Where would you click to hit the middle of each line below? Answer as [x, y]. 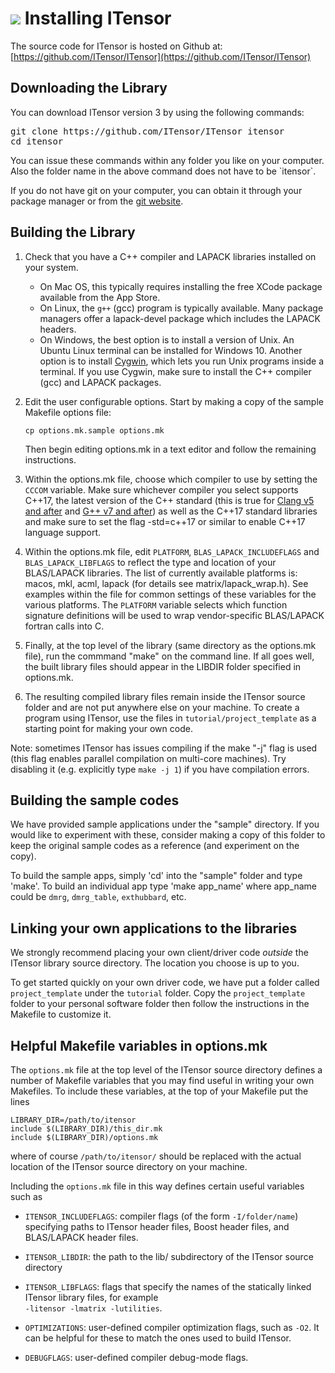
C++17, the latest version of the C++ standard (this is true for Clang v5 [169, 500]
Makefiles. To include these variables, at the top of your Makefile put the [159, 1091]
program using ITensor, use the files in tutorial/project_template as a [170, 718]
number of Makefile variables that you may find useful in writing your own [162, 1080]
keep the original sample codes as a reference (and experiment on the [155, 846]
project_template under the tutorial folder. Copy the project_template [158, 993]
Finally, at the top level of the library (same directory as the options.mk [170, 645]
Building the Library [73, 232]
